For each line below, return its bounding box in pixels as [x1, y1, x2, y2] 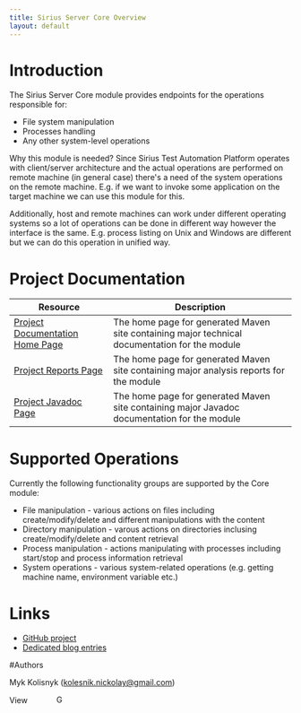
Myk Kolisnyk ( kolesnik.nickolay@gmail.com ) [9, 677, 176, 688]
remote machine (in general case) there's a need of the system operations [9, 172, 284, 183]
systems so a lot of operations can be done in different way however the [9, 218, 277, 229]
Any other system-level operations [21, 135, 150, 146]
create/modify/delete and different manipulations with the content [21, 515, 266, 526]
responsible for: [9, 100, 68, 110]
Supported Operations [9, 448, 179, 469]
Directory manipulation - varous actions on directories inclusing [21, 524, 257, 535]
